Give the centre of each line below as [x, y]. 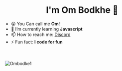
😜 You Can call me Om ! [35, 24]
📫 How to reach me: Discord [41, 35]
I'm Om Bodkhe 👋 [82, 10]
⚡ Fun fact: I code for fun [37, 42]
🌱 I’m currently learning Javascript [47, 29]
